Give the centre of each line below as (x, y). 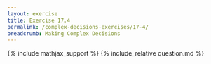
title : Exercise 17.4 (39, 20)
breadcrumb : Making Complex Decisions (64, 33)
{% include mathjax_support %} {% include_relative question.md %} (106, 53)
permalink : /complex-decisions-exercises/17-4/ (78, 27)
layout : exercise (33, 14)
